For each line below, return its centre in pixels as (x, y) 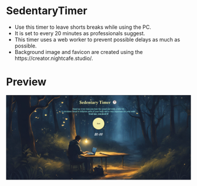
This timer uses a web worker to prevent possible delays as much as (97, 39)
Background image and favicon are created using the (79, 52)
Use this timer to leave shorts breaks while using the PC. (83, 27)
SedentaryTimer (47, 11)
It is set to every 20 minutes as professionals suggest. (80, 33)
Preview (26, 82)
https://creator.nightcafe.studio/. (54, 58)
